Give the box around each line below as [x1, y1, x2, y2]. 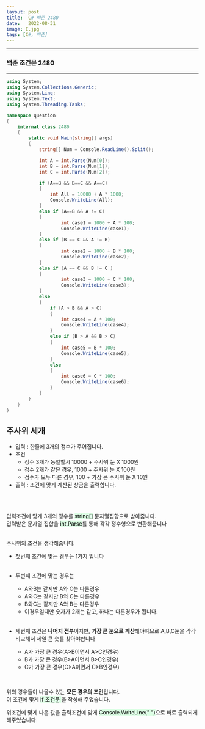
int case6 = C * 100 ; [60, 373, 116, 379]
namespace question [6, 112, 56, 119]
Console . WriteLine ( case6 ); [60, 379, 130, 385]
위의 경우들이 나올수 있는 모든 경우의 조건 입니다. [6, 688, 120, 695]
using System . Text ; [6, 96, 56, 102]
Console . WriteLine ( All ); [49, 197, 113, 203]
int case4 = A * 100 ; [60, 316, 116, 323]
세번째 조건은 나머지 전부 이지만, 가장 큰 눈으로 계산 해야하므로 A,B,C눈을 [15, 628, 185, 635]
